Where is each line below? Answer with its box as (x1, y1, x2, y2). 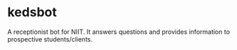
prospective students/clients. (7, 35, 93, 43)
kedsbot (7, 4, 57, 20)
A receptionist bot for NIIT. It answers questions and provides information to (7, 27, 230, 36)
